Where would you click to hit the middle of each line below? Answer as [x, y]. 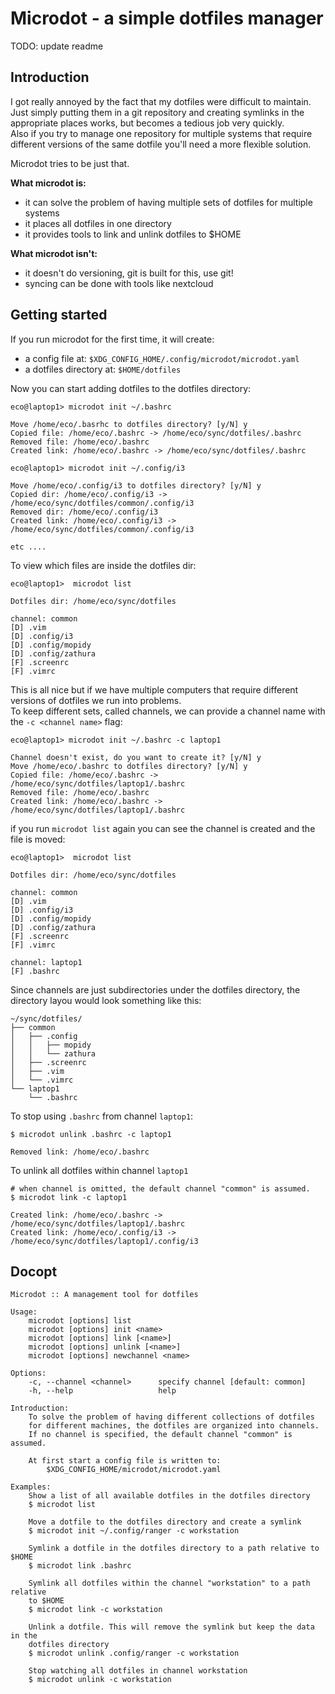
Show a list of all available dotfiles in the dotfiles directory [169, 1496]
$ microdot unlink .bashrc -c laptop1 [91, 1134]
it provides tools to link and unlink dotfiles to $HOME [133, 234]
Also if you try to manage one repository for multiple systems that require [161, 133]
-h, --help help [102, 1391]
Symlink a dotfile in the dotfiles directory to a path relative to [174, 1548]
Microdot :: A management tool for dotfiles [104, 1295]
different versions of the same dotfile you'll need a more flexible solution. [161, 144]
